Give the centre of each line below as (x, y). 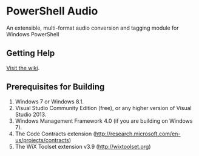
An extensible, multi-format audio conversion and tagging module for (93, 28)
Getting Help (31, 54)
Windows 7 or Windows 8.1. (49, 102)
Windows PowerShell (33, 34)
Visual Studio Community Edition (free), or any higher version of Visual (103, 108)
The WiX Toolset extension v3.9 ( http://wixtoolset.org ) (83, 146)
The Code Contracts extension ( (55, 134)
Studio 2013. (31, 114)
